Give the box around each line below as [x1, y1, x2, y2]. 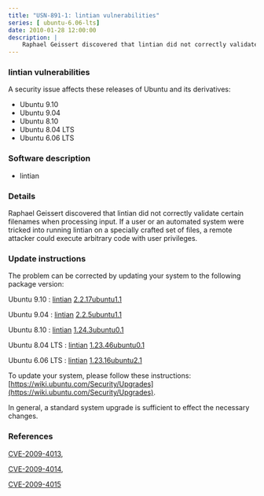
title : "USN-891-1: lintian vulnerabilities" [8, 11, 159, 20]
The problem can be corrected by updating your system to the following [8, 271, 241, 280]
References [8, 431, 53, 442]
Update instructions [8, 253, 86, 264]
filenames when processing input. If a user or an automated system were [8, 217, 244, 227]
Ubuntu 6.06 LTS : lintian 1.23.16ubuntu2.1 [8, 356, 143, 365]
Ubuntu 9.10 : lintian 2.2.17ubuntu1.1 [8, 294, 123, 304]
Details [8, 191, 36, 202]
